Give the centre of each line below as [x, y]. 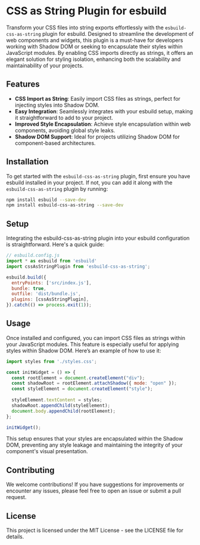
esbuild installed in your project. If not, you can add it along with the [89, 182]
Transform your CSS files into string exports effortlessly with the [85, 27]
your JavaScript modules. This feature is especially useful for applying [93, 344]
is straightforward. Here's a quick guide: [55, 244]
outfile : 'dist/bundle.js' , [46, 294]
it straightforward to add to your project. [64, 117]
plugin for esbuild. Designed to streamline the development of [118, 33]
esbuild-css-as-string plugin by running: [57, 188]
